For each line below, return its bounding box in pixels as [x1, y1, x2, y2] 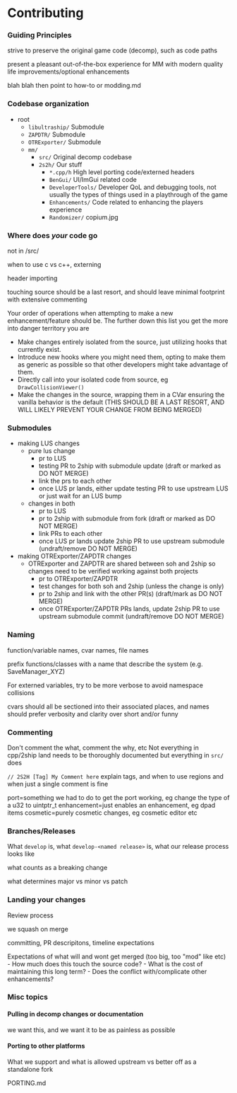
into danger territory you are [7, 324, 90, 333]
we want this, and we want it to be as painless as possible [7, 1025, 176, 1034]
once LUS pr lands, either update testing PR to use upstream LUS [38, 484, 229, 493]
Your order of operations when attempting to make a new [7, 309, 174, 318]
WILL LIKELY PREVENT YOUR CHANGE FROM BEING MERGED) [17, 406, 202, 414]
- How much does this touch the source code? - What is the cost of [7, 959, 203, 968]
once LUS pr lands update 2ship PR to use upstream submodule [38, 537, 225, 546]
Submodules [7, 423, 52, 433]
